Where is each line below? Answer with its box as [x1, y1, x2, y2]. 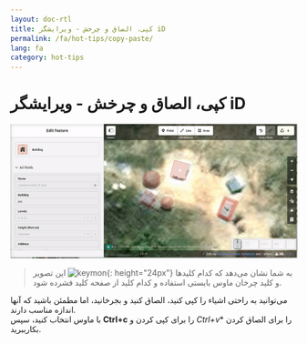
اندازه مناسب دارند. [10, 304, 77, 315]
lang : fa [10, 44, 44, 53]
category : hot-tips [10, 53, 85, 63]
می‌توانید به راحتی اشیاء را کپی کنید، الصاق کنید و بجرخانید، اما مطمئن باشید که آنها [10, 294, 288, 305]
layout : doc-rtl [10, 15, 72, 24]
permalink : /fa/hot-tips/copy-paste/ [10, 34, 154, 43]
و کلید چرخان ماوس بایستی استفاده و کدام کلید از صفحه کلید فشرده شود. [32, 277, 281, 288]
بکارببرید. [10, 323, 42, 334]
